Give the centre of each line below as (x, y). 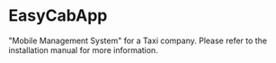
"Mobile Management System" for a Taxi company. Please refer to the (138, 40)
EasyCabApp (58, 16)
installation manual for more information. (83, 49)
